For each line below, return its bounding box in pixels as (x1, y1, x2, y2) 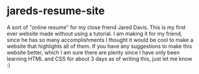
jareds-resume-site (7, 4, 105, 18)
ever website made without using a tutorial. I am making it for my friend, (7, 30, 183, 37)
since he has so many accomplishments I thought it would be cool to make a (7, 36, 194, 43)
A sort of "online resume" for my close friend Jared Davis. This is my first (7, 24, 186, 31)
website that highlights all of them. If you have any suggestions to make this (7, 43, 192, 50)
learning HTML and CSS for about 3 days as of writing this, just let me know (7, 55, 192, 62)
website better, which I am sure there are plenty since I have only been (7, 49, 180, 56)
